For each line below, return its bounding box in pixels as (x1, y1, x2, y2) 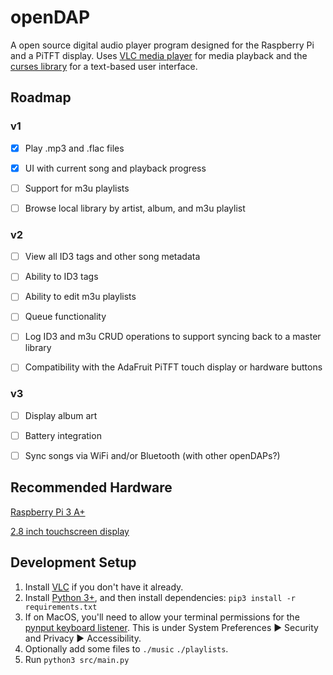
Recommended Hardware (10, 479, 173, 496)
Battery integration (24, 429, 102, 441)
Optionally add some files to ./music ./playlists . (24, 642, 229, 655)
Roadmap (10, 89, 72, 106)
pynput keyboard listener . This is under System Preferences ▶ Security (24, 621, 319, 633)
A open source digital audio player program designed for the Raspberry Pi (10, 39, 315, 51)
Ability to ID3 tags (24, 271, 99, 283)
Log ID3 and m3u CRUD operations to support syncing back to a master (24, 331, 322, 343)
